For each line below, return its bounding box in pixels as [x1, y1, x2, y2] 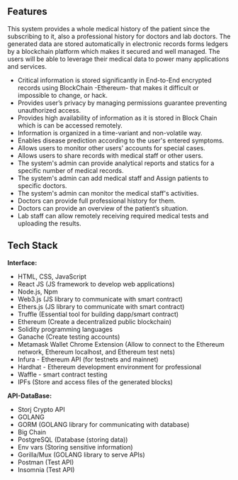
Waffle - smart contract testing [17, 370, 108, 379]
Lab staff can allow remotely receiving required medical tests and [17, 211, 209, 220]
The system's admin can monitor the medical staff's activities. [17, 189, 199, 197]
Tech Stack [7, 240, 58, 252]
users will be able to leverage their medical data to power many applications [7, 55, 229, 63]
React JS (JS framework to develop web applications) [17, 279, 175, 288]
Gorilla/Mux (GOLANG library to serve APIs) [17, 450, 145, 459]
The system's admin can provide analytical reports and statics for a [17, 159, 215, 167]
